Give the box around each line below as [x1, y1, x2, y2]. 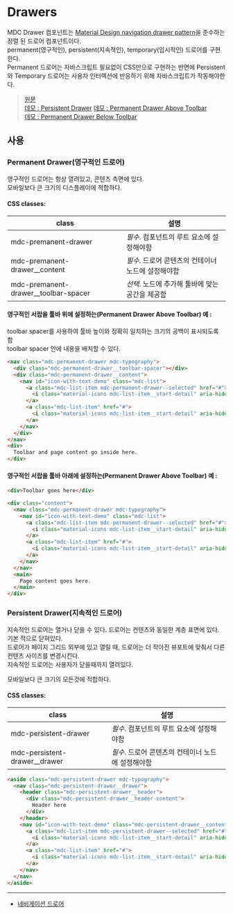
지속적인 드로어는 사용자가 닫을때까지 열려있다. [7, 660, 134, 668]
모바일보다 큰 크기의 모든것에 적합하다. [7, 675, 111, 683]
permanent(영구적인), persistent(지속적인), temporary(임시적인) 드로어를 [7, 45, 208, 54]
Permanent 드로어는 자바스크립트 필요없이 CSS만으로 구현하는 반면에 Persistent [7, 63, 225, 71]
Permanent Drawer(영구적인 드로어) [7, 157, 125, 167]
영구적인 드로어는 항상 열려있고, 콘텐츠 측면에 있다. [7, 175, 144, 183]
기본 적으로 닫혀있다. [7, 634, 63, 643]
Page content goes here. [19, 577, 92, 585]
